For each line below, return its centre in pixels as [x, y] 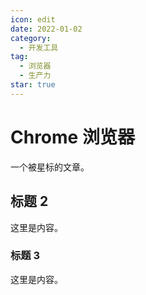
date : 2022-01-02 [46, 29]
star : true [33, 85]
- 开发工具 [39, 47]
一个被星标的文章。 [50, 167]
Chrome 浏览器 [72, 137]
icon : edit [33, 19]
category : [31, 38]
